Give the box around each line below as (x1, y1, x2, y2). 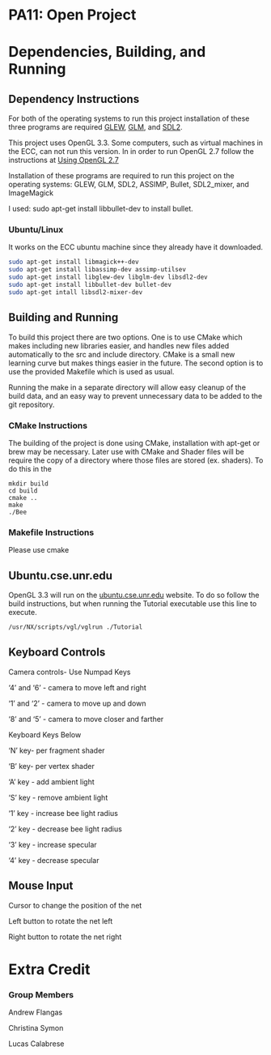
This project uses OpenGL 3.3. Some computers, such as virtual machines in (8, 138, 264, 147)
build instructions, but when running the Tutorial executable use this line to (8, 599, 257, 609)
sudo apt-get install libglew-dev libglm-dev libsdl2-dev (8, 273, 208, 281)
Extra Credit (8, 960, 91, 978)
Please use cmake (8, 545, 70, 555)
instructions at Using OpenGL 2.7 (8, 156, 119, 165)
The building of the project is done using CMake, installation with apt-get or (8, 438, 260, 447)
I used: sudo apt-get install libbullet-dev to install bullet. (8, 204, 193, 214)
